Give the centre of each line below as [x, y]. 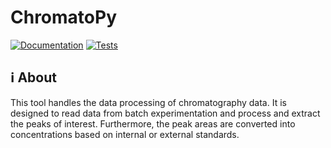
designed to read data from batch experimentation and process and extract [165, 113]
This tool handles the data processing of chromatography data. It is [148, 102]
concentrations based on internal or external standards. [125, 134]
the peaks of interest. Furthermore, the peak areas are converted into [153, 123]
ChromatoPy [63, 17]
